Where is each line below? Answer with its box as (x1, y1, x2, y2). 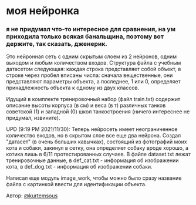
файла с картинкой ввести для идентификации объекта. (6, 181, 147, 188)
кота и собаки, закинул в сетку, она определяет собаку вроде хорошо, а (6, 144, 189, 152)
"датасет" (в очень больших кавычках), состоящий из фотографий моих (6, 138, 187, 145)
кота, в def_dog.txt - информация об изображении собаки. (6, 163, 153, 170)
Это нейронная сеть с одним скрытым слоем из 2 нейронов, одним (6, 53, 177, 60)
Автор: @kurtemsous (6, 192, 58, 199)
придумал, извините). (6, 115, 60, 122)
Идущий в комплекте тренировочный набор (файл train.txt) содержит (6, 96, 181, 103)
